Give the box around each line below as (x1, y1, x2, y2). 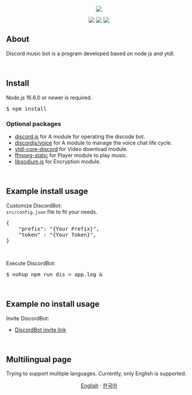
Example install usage (6, 186, 88, 196)
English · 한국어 (80, 382, 118, 389)
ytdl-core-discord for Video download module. (14, 145, 128, 152)
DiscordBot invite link (14, 326, 67, 333)
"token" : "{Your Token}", (18, 231, 97, 238)
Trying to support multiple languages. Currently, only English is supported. (6, 370, 187, 377)
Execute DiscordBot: (6, 259, 56, 267)
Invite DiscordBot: (6, 314, 49, 322)
